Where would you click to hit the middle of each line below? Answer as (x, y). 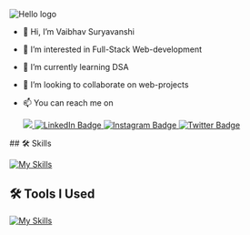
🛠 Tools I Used (52, 194)
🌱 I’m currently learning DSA (75, 67)
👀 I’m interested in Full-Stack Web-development (112, 49)
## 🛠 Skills (30, 143)
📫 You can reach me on (68, 103)
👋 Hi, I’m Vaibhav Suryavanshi (78, 31)
